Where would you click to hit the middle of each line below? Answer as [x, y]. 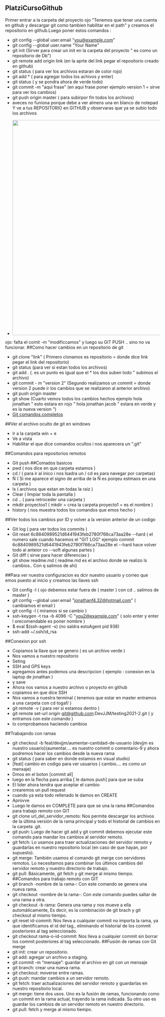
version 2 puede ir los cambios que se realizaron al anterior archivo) [81, 388]
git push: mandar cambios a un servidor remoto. [61, 978]
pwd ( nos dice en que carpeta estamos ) [54, 468]
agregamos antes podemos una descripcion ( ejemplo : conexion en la [83, 671]
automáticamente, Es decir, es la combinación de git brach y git [76, 910]
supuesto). [23, 852]
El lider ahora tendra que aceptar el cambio [56, 784]
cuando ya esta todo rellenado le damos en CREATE [65, 795]
